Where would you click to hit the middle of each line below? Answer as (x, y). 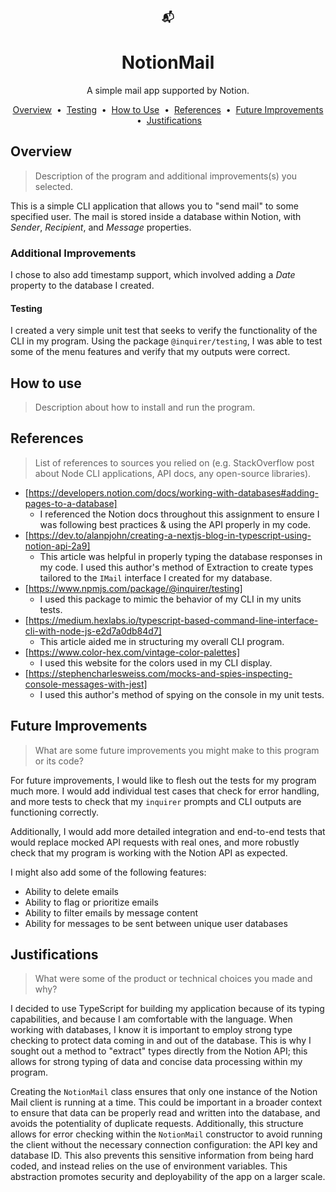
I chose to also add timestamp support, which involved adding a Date (153, 274)
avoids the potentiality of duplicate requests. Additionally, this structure (157, 1124)
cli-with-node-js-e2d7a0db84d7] (93, 631)
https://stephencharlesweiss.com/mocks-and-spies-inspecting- (160, 673)
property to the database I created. (82, 285)
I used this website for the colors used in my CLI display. (156, 662)
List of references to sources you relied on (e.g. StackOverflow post (174, 462)
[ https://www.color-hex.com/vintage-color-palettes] (132, 652)
